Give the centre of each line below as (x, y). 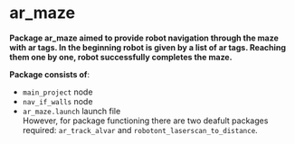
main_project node (57, 92)
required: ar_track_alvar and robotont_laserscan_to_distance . (140, 130)
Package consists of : (50, 74)
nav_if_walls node (57, 101)
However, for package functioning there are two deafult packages (145, 121)
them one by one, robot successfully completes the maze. (121, 57)
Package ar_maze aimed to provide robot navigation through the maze (144, 38)
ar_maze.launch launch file (71, 111)
